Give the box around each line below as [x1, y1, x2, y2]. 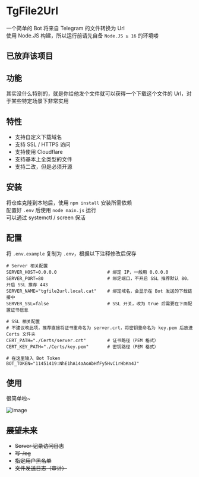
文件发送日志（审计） [14, 465, 67, 472]
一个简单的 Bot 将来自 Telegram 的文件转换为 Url [6, 24, 125, 31]
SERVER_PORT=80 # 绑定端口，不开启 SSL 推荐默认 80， [6, 275, 192, 282]
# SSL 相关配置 [6, 318, 40, 324]
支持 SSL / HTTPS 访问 [14, 141, 71, 148]
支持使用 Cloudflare [14, 148, 64, 155]
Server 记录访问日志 [14, 443, 64, 450]
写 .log [14, 450, 31, 457]
